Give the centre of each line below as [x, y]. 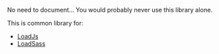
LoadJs [28, 36]
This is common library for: [45, 23]
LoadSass [31, 43]
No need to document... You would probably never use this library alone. [110, 10]
